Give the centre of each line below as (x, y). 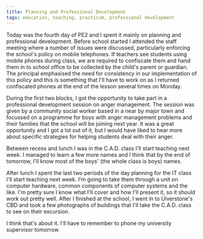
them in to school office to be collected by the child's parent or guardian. (97, 67)
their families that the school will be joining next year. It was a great (90, 123)
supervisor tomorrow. (33, 229)
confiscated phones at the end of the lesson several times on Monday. (94, 86)
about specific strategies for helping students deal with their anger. (90, 136)
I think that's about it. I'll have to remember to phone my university (89, 223)
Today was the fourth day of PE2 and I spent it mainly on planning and (94, 34)
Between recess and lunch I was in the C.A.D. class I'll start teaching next (98, 148)
